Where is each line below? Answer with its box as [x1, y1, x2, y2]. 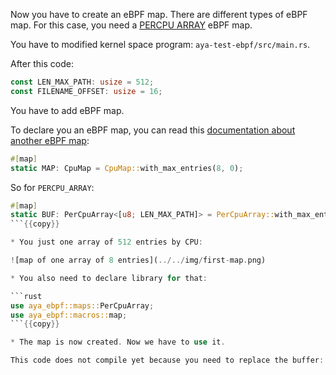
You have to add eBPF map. [10, 104, 125, 116]
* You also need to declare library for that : [10, 273, 208, 283]
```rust [10, 291, 43, 301]
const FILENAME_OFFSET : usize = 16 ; [10, 86, 163, 96]
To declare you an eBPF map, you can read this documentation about [10, 124, 296, 136]
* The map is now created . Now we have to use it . [10, 337, 226, 348]
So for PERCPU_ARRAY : [10, 181, 95, 193]
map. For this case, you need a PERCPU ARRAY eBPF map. [10, 19, 253, 31]
